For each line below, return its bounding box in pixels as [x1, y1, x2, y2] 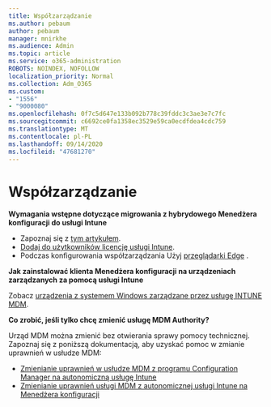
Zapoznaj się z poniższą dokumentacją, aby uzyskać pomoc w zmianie [8, 340, 245, 349]
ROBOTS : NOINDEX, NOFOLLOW [8, 65, 100, 73]
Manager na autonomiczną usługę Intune [19, 372, 157, 382]
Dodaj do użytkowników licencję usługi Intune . [19, 242, 176, 252]
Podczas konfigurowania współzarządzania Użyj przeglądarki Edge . [19, 251, 249, 260]
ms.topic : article [8, 49, 70, 58]
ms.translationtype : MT [8, 125, 89, 133]
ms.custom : [8, 87, 45, 96]
